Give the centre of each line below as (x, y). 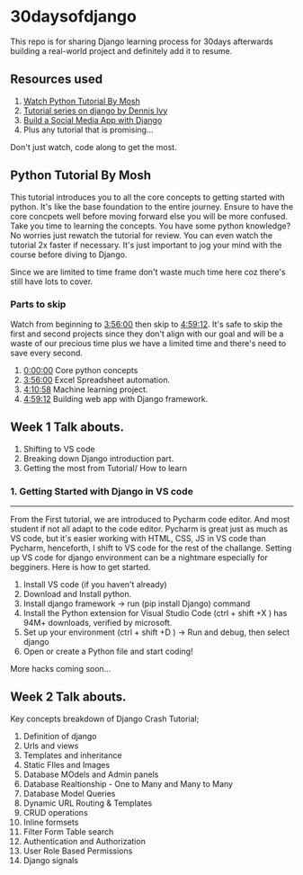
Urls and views (51, 746)
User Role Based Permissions (78, 851)
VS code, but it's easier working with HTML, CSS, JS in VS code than (138, 538)
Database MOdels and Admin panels (91, 774)
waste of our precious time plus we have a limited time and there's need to (148, 343)
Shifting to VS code (59, 449)
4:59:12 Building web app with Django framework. (116, 398)
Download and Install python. (77, 594)
